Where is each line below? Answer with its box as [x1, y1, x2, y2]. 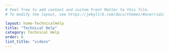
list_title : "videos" [5, 39, 51, 45]
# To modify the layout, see [5, 12, 66, 17]
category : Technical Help [5, 30, 59, 35]
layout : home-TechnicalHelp [5, 21, 64, 26]
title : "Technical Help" [5, 25, 57, 30]
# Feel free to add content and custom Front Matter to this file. [5, 7, 150, 12]
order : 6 [5, 35, 24, 40]
